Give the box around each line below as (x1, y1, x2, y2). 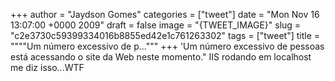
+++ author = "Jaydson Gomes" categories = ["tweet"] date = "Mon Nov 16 (10, 9, 320, 20)
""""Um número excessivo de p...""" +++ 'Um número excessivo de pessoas (10, 40, 325, 52)
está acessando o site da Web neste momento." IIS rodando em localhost (10, 51, 312, 63)
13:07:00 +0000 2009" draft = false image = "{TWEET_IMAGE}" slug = (10, 19, 302, 31)
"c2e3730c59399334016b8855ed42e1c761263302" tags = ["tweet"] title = (10, 30, 321, 41)
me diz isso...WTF (10, 62, 85, 73)
